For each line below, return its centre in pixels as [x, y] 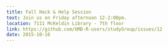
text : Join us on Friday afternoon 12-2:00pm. [67, 18]
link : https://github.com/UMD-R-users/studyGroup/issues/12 [85, 29]
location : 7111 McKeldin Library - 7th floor [65, 23]
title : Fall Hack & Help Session [49, 12]
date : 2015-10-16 [28, 35]
